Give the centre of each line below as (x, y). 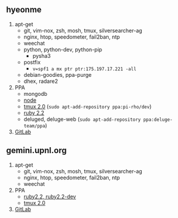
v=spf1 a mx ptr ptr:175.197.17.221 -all (84, 69)
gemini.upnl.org (36, 150)
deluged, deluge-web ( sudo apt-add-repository (82, 119)
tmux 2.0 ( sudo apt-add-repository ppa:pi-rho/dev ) (88, 106)
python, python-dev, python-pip (63, 49)
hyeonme (24, 10)
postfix (32, 62)
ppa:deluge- (158, 119)
